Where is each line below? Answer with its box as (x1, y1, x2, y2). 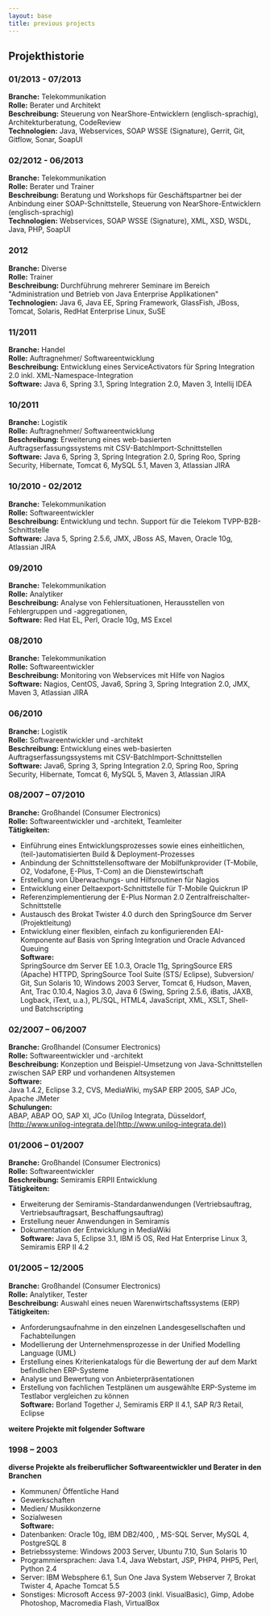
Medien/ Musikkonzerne (19, 1504, 102, 1513)
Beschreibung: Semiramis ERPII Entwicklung (8, 1175, 157, 1185)
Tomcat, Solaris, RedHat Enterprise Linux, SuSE (8, 306, 167, 316)
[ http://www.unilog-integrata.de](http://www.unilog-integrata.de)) (8, 1120, 227, 1130)
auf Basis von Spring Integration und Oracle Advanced (64, 935, 246, 945)
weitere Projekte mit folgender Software (8, 1424, 145, 1433)
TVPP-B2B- (222, 516, 262, 526)
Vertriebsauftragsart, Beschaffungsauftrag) (19, 1208, 164, 1218)
